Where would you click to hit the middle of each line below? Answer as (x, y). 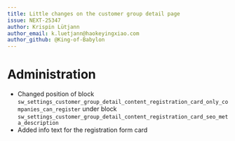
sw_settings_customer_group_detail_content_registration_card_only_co (123, 102)
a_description (38, 123)
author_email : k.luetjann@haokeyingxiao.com (73, 33)
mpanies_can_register (49, 109)
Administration (52, 75)
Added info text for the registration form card (82, 130)
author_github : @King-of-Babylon (56, 40)
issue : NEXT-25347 (34, 20)
